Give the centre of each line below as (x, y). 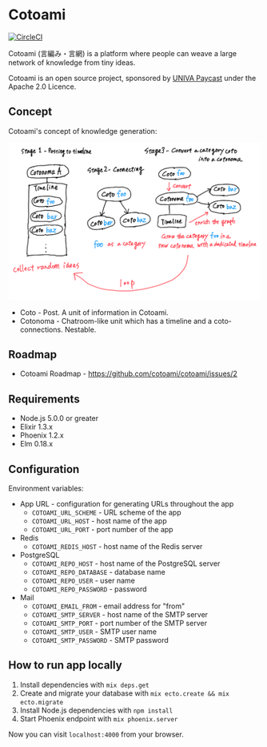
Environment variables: (46, 489)
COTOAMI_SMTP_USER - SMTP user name (94, 632)
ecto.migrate (42, 702)
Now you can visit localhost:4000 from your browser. (96, 734)
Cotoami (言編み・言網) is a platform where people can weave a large (123, 53)
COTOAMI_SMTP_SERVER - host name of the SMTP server (120, 615)
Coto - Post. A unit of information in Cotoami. (94, 312)
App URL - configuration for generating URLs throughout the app (127, 504)
